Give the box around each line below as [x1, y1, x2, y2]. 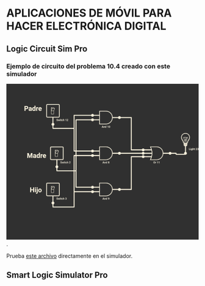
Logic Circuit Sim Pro [6, 43, 88, 54]
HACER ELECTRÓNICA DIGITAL [6, 19, 167, 33]
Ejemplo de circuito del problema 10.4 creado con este [6, 62, 171, 70]
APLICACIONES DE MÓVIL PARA [6, 6, 172, 20]
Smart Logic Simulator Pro [6, 270, 108, 280]
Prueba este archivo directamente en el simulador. [6, 252, 133, 260]
